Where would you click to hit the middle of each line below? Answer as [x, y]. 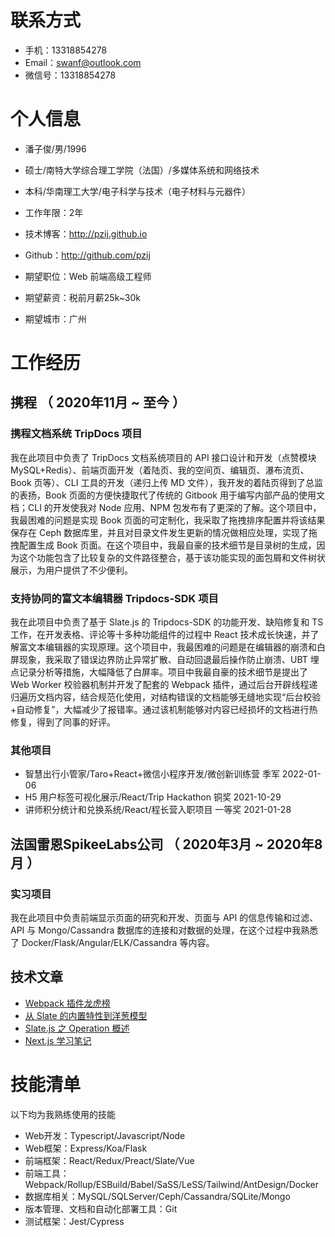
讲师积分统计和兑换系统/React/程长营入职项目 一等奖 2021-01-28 [158, 810]
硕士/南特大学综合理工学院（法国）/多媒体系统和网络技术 [142, 170]
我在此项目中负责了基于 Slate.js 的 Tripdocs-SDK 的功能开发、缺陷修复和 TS [167, 622]
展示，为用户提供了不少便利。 [71, 570]
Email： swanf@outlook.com [83, 62]
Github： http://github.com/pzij [87, 255]
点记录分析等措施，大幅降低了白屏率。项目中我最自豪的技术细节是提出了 [159, 672]
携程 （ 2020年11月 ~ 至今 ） [98, 402]
